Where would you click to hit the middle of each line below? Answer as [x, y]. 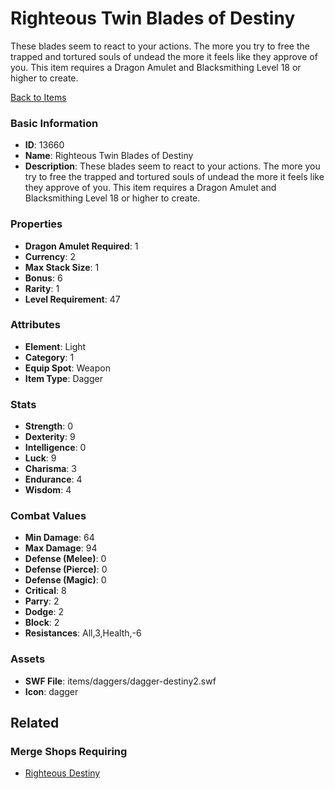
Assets [28, 659]
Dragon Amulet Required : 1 [81, 246]
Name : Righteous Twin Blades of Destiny [109, 156]
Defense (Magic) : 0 [65, 580]
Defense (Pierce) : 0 [66, 569]
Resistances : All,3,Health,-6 [83, 633]
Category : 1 [49, 357]
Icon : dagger [51, 691]
